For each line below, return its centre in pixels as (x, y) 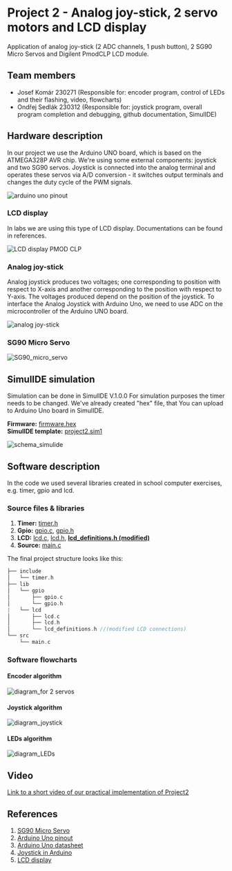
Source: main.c (39, 545)
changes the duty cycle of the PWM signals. (70, 182)
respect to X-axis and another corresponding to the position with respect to (115, 289)
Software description (54, 467)
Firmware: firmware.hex (42, 424)
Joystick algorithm (35, 707)
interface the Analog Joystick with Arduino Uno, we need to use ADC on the (115, 304)
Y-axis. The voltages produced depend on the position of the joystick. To (111, 297)
